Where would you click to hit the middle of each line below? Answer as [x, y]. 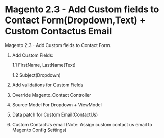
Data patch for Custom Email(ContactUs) [55, 114]
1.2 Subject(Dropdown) [36, 75]
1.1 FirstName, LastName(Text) [44, 65]
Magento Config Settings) [39, 130]
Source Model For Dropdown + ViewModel [57, 105]
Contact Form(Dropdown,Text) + [75, 20]
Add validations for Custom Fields [48, 85]
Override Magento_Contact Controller [51, 95]
